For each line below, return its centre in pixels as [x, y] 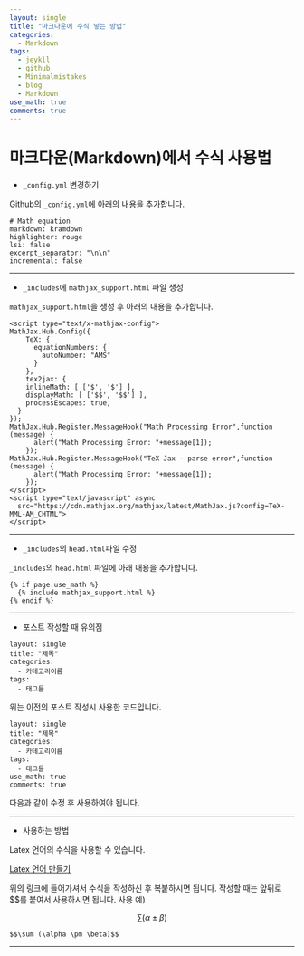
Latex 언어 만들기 [40, 869]
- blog [30, 85]
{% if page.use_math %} [54, 585]
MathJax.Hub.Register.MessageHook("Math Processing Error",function [141, 427]
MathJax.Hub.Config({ [50, 332]
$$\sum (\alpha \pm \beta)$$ [64, 934]
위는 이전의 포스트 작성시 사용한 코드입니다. [85, 707]
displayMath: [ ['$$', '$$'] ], [86, 395]
